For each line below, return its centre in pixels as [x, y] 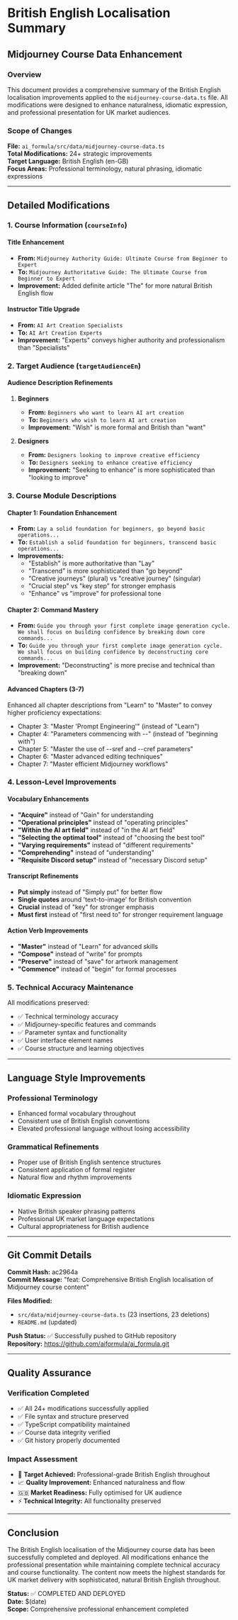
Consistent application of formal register [76, 1170]
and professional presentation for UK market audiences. [89, 112]
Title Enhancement [36, 242]
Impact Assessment [42, 1459]
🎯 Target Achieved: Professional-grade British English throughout [114, 1475]
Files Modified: [30, 1301]
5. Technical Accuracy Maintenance [70, 988]
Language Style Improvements [76, 1078]
